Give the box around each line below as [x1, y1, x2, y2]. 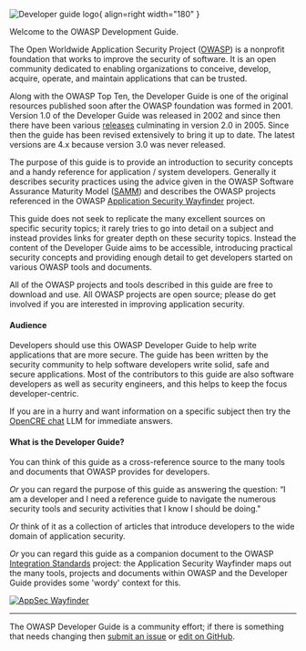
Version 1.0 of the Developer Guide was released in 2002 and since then [9, 110, 280, 120]
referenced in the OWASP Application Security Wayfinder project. [9, 196, 255, 206]
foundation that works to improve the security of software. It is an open [9, 54, 277, 64]
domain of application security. [9, 531, 126, 542]
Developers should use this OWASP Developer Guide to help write [9, 340, 257, 351]
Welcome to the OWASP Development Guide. [9, 26, 179, 36]
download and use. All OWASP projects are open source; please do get [9, 289, 276, 300]
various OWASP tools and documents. [9, 262, 153, 273]
